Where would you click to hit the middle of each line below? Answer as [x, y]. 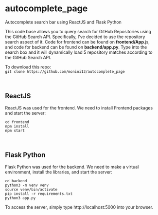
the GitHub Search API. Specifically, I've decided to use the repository [75, 37]
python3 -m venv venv [27, 185]
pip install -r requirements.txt [39, 193]
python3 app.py [20, 198]
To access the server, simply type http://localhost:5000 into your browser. [79, 207]
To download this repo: [28, 67]
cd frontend [17, 122]
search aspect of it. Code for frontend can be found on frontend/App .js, [77, 42]
